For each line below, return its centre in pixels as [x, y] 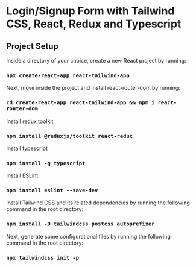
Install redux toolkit [30, 121]
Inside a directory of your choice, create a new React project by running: [96, 61]
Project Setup [33, 46]
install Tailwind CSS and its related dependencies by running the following [98, 203]
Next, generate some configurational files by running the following [88, 236]
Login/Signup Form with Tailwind [90, 11]
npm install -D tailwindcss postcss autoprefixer [81, 224]
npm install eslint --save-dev [52, 190]
